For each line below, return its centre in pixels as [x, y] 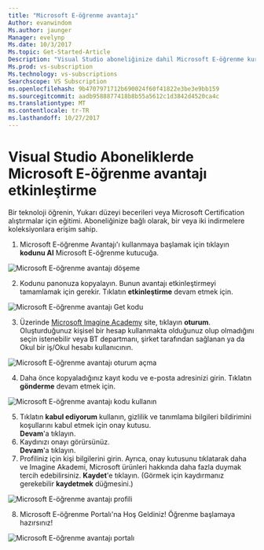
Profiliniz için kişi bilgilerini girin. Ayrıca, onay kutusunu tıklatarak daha [133, 459]
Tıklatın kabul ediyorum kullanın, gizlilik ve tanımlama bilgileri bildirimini [136, 416]
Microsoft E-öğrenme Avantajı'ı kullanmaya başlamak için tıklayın [124, 244]
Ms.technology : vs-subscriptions [63, 74]
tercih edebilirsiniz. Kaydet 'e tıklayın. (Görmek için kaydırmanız [122, 475]
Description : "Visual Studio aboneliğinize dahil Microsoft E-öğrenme [126, 60]
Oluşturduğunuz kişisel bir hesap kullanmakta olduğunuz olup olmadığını [137, 330]
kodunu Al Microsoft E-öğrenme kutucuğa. [89, 252]
